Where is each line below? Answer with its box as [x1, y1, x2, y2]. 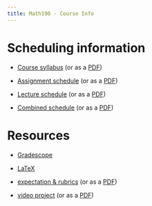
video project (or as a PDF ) [17, 191, 95, 199]
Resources [7, 128, 70, 143]
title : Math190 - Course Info [7, 10, 95, 17]
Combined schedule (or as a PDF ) [17, 103, 114, 112]
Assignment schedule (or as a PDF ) [17, 76, 118, 85]
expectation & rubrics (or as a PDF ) [17, 178, 117, 186]
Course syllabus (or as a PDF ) [17, 63, 102, 71]
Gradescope [17, 151, 53, 159]
